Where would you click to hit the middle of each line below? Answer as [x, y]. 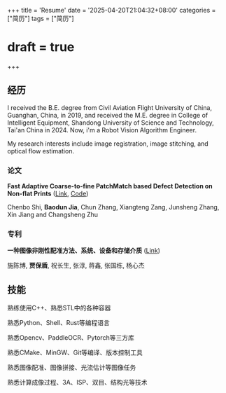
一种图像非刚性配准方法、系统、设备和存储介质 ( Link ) [84, 251]
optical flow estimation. [41, 151]
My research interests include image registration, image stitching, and [108, 144]
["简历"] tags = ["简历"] [41, 18]
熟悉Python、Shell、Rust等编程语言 [59, 323]
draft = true [41, 47]
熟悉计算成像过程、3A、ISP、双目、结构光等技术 [77, 382]
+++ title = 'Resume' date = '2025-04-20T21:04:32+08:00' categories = [112, 10]
